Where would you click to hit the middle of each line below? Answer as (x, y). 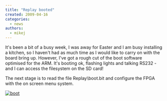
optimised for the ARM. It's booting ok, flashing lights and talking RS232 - (81, 63)
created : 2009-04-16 (27, 14)
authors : (14, 28)
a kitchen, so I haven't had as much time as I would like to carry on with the (82, 52)
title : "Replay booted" (30, 10)
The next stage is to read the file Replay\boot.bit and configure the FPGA (80, 78)
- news (16, 24)
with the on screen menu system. (39, 83)
